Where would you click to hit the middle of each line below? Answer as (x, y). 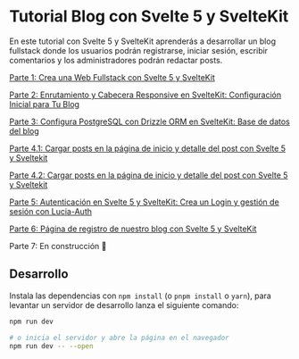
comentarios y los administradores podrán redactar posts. (116, 60)
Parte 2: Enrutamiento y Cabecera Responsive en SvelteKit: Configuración (145, 95)
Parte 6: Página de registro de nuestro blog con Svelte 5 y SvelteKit (133, 229)
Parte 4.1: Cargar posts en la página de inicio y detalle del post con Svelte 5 (148, 148)
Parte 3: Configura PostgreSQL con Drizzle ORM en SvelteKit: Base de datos (149, 121)
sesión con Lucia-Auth (50, 211)
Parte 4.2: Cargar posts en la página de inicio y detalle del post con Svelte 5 (149, 175)
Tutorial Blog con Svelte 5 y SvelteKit (149, 17)
